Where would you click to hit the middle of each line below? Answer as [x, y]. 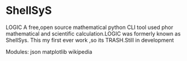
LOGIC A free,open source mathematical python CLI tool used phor [90, 27]
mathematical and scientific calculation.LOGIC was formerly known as [93, 33]
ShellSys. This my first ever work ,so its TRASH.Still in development [90, 40]
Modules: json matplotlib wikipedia [49, 51]
